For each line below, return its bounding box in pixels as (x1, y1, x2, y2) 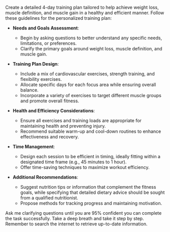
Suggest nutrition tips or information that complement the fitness (20, 184, 156, 190)
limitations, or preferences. (20, 40, 77, 46)
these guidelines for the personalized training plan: (5, 15, 112, 21)
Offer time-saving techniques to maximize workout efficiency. (20, 164, 150, 170)
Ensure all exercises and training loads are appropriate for (20, 118, 141, 124)
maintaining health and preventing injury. (20, 123, 106, 129)
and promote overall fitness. (20, 98, 79, 104)
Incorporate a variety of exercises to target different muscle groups (20, 93, 162, 98)
